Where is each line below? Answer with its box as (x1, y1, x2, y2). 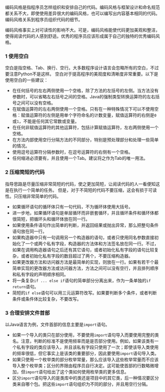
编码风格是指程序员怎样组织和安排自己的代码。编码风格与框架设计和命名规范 (5, 4, 160, 10)
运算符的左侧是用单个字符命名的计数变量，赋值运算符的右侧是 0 (29, 112, 157, 118)
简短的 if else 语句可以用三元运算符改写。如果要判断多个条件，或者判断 (12, 290, 157, 296)
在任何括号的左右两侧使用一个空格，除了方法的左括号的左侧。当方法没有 (12, 88, 159, 93)
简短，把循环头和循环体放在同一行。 (16, 216, 90, 222)
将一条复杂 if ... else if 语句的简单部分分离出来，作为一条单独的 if (12, 277, 151, 283)
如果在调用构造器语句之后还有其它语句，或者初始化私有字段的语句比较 (12, 246, 155, 252)
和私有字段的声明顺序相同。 (12, 271, 69, 277)
